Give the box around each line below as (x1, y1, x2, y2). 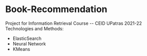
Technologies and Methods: (5, 25, 64, 31)
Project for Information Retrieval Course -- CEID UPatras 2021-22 (5, 20, 142, 26)
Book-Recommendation (5, 4, 108, 15)
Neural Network (12, 40, 46, 46)
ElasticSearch (12, 35, 42, 41)
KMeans (12, 46, 31, 52)
